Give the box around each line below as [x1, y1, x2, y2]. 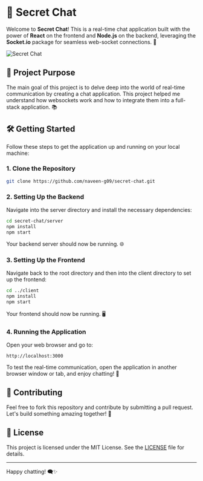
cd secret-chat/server [6, 218, 63, 224]
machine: [6, 149, 30, 157]
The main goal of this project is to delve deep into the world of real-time [6, 83, 185, 91]
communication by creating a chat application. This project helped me [6, 90, 180, 97]
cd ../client [6, 287, 39, 293]
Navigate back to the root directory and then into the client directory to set [6, 269, 192, 276]
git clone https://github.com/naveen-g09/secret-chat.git [6, 178, 155, 184]
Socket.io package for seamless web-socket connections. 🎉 [6, 38, 157, 45]
